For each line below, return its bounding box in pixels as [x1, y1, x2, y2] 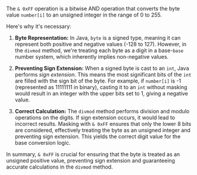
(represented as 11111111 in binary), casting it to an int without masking [14, 84, 187, 91]
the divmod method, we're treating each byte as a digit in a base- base [14, 47, 184, 54]
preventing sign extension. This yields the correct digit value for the [14, 133, 181, 140]
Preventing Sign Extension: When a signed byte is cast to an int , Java [14, 65, 189, 72]
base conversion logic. [14, 139, 71, 146]
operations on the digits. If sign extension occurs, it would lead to [14, 114, 176, 121]
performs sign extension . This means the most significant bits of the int [14, 71, 192, 78]
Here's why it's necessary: [6, 23, 71, 30]
